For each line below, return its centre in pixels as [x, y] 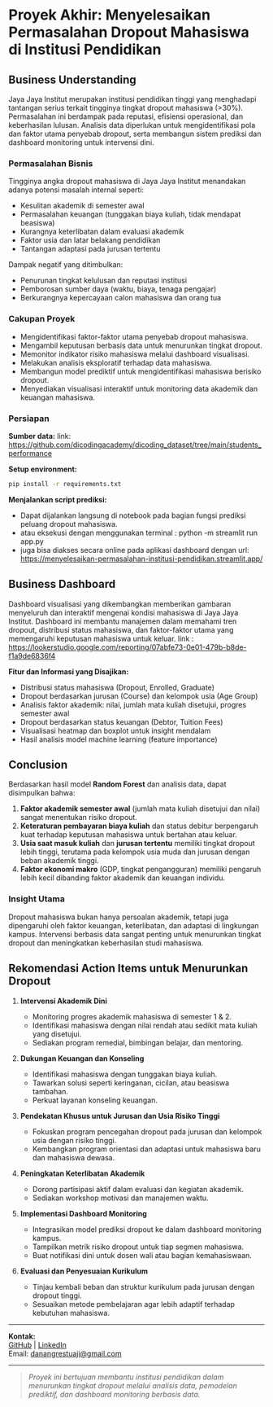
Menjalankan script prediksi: [58, 499]
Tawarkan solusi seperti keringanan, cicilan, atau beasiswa [131, 1083]
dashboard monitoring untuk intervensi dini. [81, 142]
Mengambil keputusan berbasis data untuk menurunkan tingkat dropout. [141, 345]
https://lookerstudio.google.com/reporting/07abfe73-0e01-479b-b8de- [128, 647]
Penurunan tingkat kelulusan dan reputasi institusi [104, 281]
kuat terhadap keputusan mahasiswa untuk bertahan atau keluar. [128, 835]
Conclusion [38, 764]
